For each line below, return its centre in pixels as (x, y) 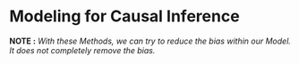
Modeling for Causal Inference (124, 16)
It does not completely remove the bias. (82, 50)
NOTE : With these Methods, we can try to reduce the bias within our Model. (150, 41)
